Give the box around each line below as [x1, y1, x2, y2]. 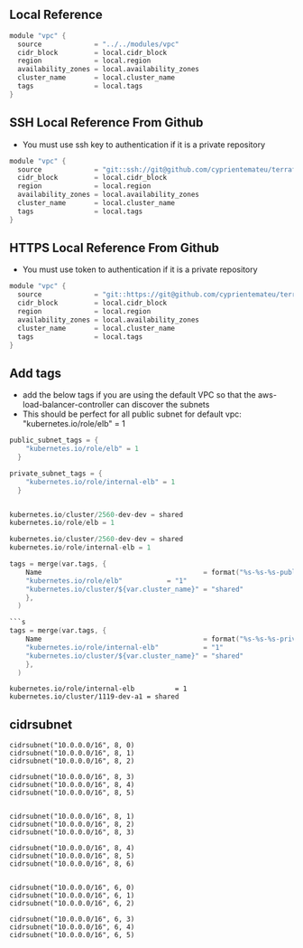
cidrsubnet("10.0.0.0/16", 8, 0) [9, 741, 135, 750]
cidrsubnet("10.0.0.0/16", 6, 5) [9, 931, 135, 940]
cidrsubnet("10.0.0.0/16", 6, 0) [9, 883, 135, 893]
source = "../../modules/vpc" [17, 40, 179, 49]
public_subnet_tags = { [9, 436, 99, 446]
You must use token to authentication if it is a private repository [22, 264, 259, 275]
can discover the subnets [115, 399, 210, 410]
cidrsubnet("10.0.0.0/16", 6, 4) [9, 923, 135, 932]
